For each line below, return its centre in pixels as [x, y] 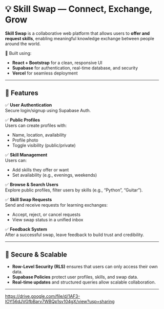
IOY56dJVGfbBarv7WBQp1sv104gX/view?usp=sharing [60, 301]
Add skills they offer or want [41, 169]
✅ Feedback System [26, 229]
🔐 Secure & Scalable [36, 255]
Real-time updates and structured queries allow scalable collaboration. [84, 282]
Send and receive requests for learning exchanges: [57, 205]
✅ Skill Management [26, 155]
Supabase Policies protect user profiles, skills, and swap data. [75, 277]
